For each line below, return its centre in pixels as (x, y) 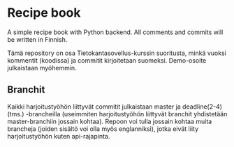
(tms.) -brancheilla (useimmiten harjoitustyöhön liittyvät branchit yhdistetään (117, 114)
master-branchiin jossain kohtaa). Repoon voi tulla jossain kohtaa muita (110, 121)
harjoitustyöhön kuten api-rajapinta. (59, 136)
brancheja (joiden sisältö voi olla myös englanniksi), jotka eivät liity (103, 129)
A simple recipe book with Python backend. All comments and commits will (115, 32)
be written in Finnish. (37, 39)
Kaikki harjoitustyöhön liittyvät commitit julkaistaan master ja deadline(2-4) (115, 107)
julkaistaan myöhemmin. (42, 68)
